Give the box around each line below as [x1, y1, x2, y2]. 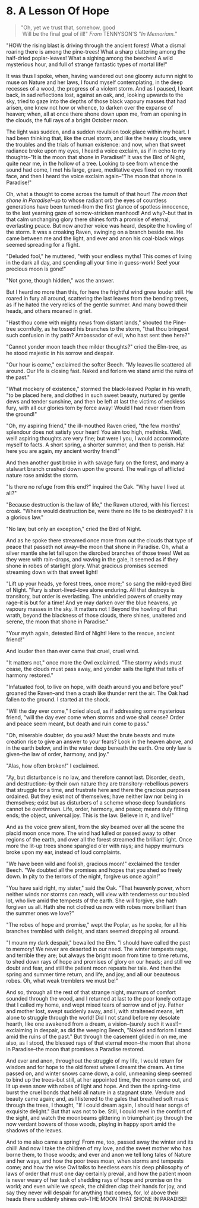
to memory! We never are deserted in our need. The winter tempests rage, [6, 945, 188, 952]
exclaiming [6, 1026, 33, 1033]
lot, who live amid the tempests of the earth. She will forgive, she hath [6, 897, 177, 904]
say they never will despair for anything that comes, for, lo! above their [6, 1189, 179, 1196]
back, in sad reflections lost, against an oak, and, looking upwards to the [6, 91, 184, 98]
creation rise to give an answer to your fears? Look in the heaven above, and [6, 738, 194, 745]
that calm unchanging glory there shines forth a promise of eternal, [6, 216, 170, 223]
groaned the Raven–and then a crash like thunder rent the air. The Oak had [6, 690, 189, 697]
